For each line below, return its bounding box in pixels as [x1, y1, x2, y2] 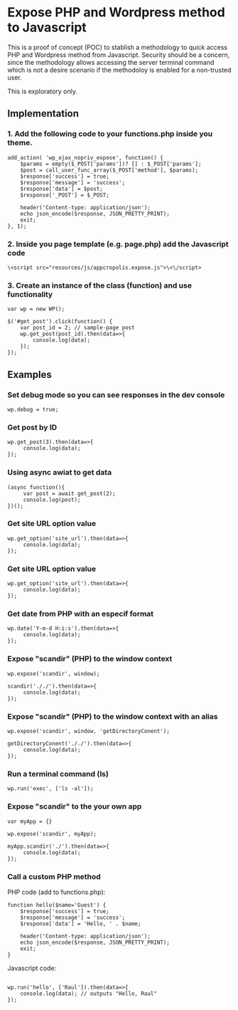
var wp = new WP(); [7, 305, 65, 313]
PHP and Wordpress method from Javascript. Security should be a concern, [7, 51, 230, 59]
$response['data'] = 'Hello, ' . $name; [20, 920, 141, 927]
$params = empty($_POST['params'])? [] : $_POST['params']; [20, 160, 202, 167]
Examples [7, 368, 52, 381]
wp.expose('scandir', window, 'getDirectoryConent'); [7, 727, 171, 735]
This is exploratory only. [7, 87, 78, 95]
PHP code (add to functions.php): [7, 888, 106, 896]
